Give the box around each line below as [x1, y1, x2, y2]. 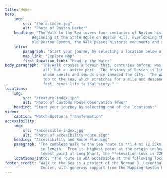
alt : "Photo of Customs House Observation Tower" [23, 100, 128, 105]
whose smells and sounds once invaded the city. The [43, 72, 157, 77]
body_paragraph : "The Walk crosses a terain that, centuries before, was [5, 63, 162, 68]
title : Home [5, 7, 30, 12]
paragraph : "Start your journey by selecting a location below [23, 49, 157, 54]
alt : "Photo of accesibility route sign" [23, 133, 110, 138]
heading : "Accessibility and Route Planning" [14, 137, 110, 142]
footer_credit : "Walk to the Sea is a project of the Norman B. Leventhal [5, 160, 164, 165]
